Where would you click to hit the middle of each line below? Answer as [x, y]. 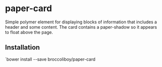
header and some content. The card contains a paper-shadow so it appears [81, 27]
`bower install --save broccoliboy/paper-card [50, 59]
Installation [22, 47]
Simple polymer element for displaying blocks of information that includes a [81, 22]
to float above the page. [29, 32]
